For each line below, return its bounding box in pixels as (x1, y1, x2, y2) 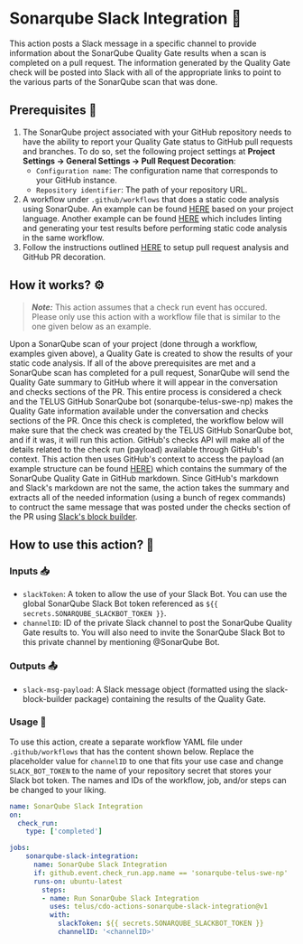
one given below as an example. (31, 321, 151, 332)
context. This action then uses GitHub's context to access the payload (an (9, 453, 284, 464)
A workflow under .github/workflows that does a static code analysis (22, 193, 280, 204)
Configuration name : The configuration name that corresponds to (35, 164, 278, 175)
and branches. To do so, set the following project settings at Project (22, 145, 276, 156)
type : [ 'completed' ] (25, 827, 103, 837)
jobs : (9, 844, 30, 853)
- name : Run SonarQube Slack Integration (41, 893, 200, 902)
